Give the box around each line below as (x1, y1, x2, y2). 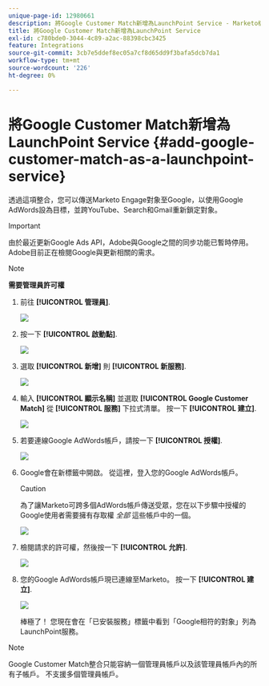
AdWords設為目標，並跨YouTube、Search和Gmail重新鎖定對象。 (8, 205, 222, 214)
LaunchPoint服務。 (19, 627, 82, 636)
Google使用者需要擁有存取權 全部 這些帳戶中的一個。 (19, 510, 196, 520)
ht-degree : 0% (8, 71, 56, 79)
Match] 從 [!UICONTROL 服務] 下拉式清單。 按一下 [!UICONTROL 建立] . (19, 403, 257, 413)
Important (8, 221, 41, 230)
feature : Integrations (8, 42, 84, 50)
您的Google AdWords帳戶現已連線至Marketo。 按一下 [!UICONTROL (19, 574, 246, 584)
